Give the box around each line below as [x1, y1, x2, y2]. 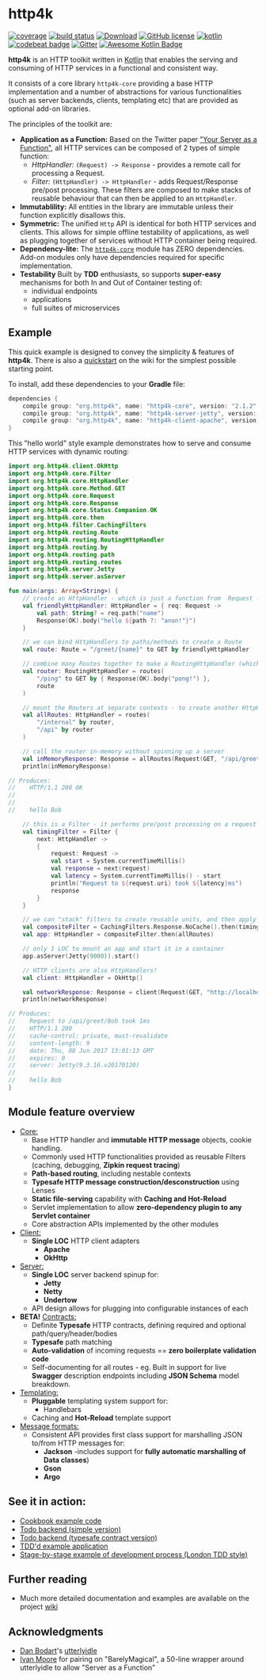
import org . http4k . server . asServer [8, 572, 126, 581]
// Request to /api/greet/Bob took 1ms [8, 1017, 150, 1025]
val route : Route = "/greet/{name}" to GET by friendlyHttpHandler [22, 645, 249, 654]
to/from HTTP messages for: [31, 1438, 125, 1448]
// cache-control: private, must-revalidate [8, 1031, 169, 1039]
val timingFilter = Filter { [22, 828, 119, 836]
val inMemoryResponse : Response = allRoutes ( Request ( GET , [22, 755, 218, 763]
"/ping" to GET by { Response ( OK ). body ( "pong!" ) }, [36, 675, 211, 683]
